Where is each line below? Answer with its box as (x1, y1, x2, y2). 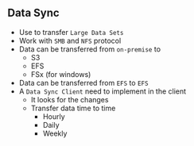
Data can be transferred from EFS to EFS (18, 78, 149, 87)
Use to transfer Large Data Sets (18, 27, 124, 36)
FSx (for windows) (30, 69, 91, 79)
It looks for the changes (30, 94, 109, 104)
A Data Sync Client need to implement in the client (18, 86, 187, 96)
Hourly (42, 111, 65, 121)
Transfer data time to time (30, 103, 116, 113)
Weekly (42, 129, 68, 138)
